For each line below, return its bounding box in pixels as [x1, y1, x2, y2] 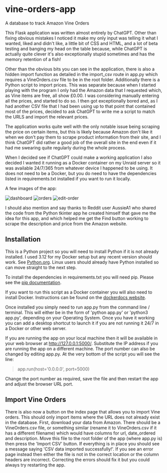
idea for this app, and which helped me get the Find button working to [5, 215, 149, 221]
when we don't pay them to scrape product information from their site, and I [5, 134, 161, 140]
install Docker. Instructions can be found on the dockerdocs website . [5, 294, 147, 300]
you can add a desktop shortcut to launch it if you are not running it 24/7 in [5, 320, 159, 326]
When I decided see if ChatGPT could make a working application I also [5, 154, 152, 160]
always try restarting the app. [5, 461, 66, 468]
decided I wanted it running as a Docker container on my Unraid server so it [5, 159, 161, 165]
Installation [5, 235, 41, 243]
